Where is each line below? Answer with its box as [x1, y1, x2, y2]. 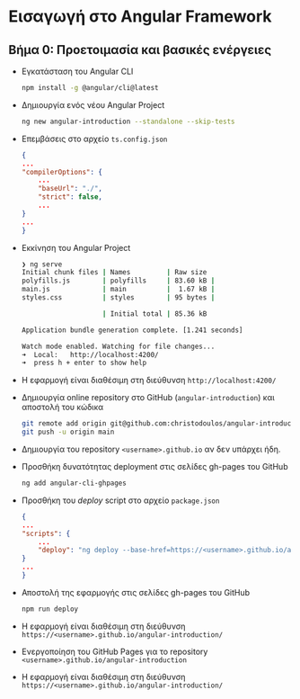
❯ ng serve [21, 259, 63, 269]
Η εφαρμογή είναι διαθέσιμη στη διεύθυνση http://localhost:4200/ [21, 375, 277, 386]
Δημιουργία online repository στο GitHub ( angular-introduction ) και [21, 392, 275, 403]
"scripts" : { [21, 529, 71, 538]
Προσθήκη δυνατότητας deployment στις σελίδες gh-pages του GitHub [21, 462, 288, 471]
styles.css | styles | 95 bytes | [21, 293, 216, 302]
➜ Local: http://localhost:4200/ [21, 350, 159, 359]
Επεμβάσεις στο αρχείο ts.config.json [21, 133, 168, 144]
